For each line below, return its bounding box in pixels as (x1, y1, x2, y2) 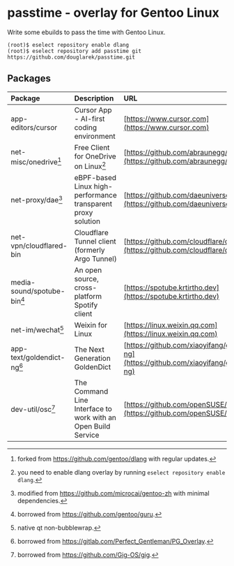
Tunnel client (74, 237, 116, 246)
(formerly (74, 246, 106, 255)
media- (10, 278, 36, 288)
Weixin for (74, 320, 108, 330)
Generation (74, 354, 111, 364)
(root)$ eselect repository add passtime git (7, 47, 141, 54)
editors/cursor (10, 122, 58, 132)
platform (74, 292, 102, 301)
